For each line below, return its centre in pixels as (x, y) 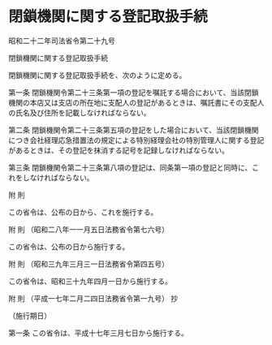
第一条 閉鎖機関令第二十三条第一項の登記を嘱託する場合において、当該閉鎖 (134, 92)
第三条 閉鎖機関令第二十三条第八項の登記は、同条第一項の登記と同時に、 (130, 167)
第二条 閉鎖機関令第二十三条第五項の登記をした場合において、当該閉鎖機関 (134, 130)
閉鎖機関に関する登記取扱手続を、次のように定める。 (97, 75)
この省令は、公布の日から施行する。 (69, 246)
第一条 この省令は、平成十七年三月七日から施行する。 (98, 333)
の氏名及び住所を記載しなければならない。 (80, 112)
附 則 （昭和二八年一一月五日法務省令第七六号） (89, 229)
